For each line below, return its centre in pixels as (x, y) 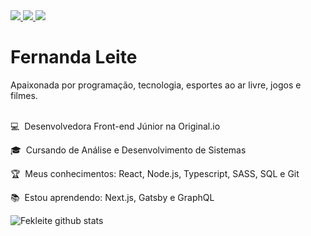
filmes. (24, 95)
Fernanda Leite (74, 57)
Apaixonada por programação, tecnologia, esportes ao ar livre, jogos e (156, 85)
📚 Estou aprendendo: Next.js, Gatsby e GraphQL (112, 197)
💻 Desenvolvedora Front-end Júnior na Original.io (115, 126)
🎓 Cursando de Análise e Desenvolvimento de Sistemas (128, 150)
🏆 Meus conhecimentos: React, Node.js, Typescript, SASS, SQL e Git (155, 173)
